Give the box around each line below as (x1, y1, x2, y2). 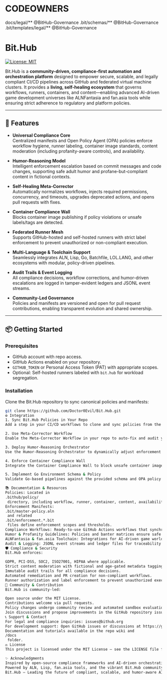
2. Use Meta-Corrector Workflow (5, 431, 72, 436)
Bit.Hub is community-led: (5, 587, 61, 592)
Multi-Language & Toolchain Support (12, 249, 91, 255)
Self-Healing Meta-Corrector (12, 183, 74, 189)
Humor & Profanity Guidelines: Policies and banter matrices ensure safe (5, 532, 162, 537)
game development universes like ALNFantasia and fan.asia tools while (5, 95, 151, 100)
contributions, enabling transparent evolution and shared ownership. (12, 305, 153, 311)
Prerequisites (5, 343, 38, 349)
